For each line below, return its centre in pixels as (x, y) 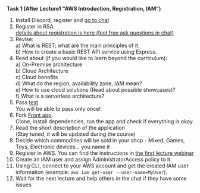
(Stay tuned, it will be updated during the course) (76, 134)
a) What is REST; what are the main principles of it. (77, 45)
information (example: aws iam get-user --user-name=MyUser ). (91, 172)
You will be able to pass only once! (58, 109)
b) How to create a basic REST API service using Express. (86, 52)
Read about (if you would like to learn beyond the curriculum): (91, 58)
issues (23, 185)
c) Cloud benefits (37, 77)
